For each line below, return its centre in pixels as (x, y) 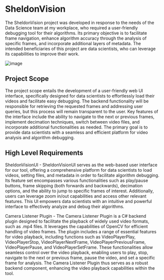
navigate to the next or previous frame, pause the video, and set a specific (80, 257)
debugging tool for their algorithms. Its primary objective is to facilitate (76, 33)
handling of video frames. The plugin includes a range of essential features (81, 231)
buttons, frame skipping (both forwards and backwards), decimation (74, 185)
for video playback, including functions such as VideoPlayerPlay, (70, 237)
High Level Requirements (44, 153)
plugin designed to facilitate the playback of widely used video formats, (77, 221)
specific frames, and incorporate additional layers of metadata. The (73, 43)
